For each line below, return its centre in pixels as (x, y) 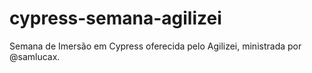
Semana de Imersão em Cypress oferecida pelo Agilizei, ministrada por (155, 46)
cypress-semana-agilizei (115, 18)
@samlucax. (35, 56)
